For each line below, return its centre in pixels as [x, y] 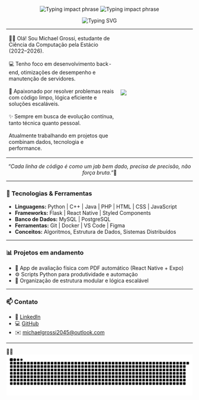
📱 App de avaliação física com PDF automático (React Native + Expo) [99, 268]
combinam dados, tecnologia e [46, 141]
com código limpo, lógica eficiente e [53, 97]
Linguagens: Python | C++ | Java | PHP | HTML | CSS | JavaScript [96, 207]
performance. [25, 148]
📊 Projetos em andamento [45, 253]
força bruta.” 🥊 [99, 173]
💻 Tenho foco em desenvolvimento [52, 64]
